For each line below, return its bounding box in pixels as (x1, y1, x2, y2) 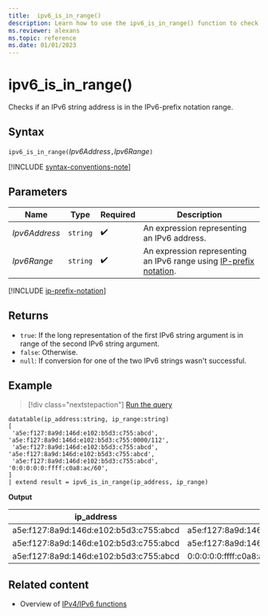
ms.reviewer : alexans (8, 26, 81, 34)
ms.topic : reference (8, 34, 77, 42)
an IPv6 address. (143, 232, 207, 244)
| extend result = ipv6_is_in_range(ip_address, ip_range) (8, 479, 209, 487)
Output (8, 492, 33, 502)
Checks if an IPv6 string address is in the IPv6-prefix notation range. (8, 102, 234, 112)
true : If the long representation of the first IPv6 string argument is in (19, 330, 244, 340)
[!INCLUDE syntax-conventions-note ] (8, 161, 132, 172)
